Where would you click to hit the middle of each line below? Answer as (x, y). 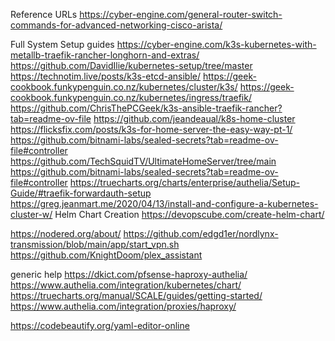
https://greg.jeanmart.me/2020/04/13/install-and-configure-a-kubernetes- (164, 203)
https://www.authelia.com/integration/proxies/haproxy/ (123, 306)
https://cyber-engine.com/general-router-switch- (181, 14)
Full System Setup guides (62, 44)
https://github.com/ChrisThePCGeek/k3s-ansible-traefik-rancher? (146, 108)
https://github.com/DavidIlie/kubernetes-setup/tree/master (131, 65)
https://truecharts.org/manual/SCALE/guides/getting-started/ (136, 295)
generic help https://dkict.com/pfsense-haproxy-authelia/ (129, 274)
